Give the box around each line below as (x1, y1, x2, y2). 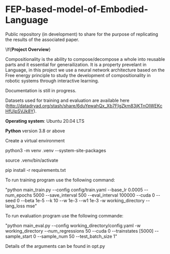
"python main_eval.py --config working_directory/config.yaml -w (5, 222, 141, 229)
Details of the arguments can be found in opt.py (5, 243, 106, 249)
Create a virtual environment (5, 137, 65, 143)
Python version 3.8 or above (5, 128, 65, 134)
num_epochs (5, 192, 32, 198)
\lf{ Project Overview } (5, 46, 51, 52)
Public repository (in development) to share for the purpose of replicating (5, 31, 158, 37)
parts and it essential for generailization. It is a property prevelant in (5, 61, 147, 67)
